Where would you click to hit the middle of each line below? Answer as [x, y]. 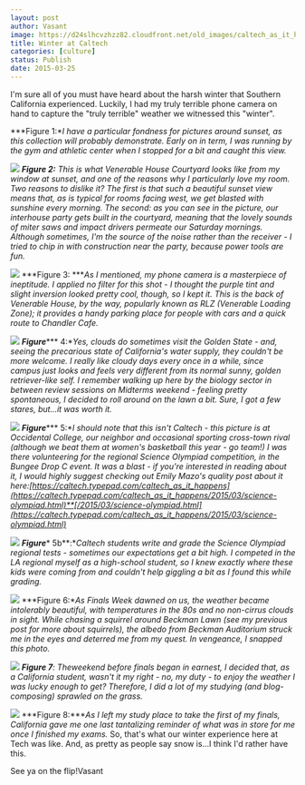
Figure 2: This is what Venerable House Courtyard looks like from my [151, 169]
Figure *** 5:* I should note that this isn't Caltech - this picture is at [146, 427]
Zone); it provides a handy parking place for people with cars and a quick [148, 313]
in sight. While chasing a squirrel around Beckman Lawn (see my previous [149, 619]
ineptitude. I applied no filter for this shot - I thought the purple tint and [143, 284]
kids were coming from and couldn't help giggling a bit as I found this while [151, 572]
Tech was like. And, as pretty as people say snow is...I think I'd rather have [149, 743]
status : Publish [41, 60]
